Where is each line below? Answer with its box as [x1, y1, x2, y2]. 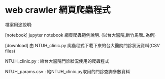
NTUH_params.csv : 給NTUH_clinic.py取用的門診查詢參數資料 [5, 68, 131, 74]
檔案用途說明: [5, 22, 33, 27]
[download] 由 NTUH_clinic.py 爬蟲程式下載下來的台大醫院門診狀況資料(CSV [5, 42, 160, 48]
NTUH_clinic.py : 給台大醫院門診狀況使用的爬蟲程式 [5, 58, 109, 64]
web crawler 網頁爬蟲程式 [5, 4, 111, 16]
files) [5, 48, 16, 54]
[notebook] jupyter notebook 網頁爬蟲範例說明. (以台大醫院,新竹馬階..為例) [5, 32, 156, 38]
